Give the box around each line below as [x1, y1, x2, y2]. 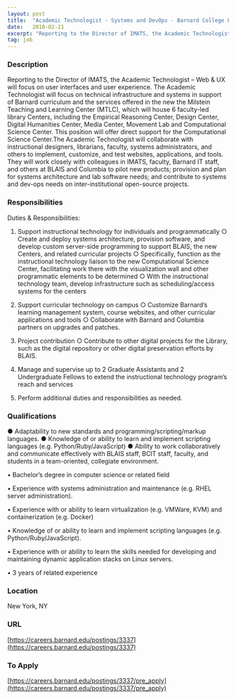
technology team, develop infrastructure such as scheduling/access [17, 279, 215, 288]
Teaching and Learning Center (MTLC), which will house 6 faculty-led [7, 105, 209, 114]
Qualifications [7, 411, 57, 421]
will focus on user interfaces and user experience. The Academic [7, 83, 196, 91]
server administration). [7, 492, 73, 500]
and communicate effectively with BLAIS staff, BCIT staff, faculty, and [7, 450, 209, 458]
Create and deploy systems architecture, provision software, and [17, 235, 205, 243]
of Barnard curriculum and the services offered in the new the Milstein [7, 98, 211, 106]
